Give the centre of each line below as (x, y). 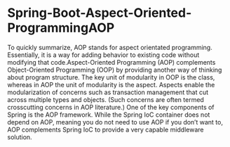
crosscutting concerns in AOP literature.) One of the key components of (111, 107)
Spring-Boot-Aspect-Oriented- (100, 13)
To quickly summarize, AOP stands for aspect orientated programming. (110, 47)
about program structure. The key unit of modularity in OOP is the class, (111, 77)
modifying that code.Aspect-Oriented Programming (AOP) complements (111, 62)
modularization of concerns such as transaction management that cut (108, 92)
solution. (20, 137)
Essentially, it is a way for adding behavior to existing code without (103, 55)
